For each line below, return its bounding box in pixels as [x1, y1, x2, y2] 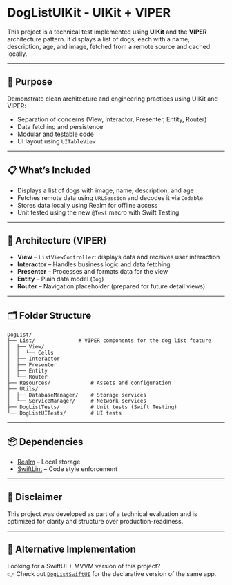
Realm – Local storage [17, 457, 81, 466]
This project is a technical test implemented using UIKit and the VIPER [7, 28, 207, 36]
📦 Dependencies [7, 436, 84, 448]
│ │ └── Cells [7, 350, 54, 357]
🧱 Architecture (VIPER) [7, 235, 107, 246]
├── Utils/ [7, 386, 39, 393]
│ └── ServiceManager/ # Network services [7, 398, 147, 405]
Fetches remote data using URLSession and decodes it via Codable [17, 193, 204, 201]
